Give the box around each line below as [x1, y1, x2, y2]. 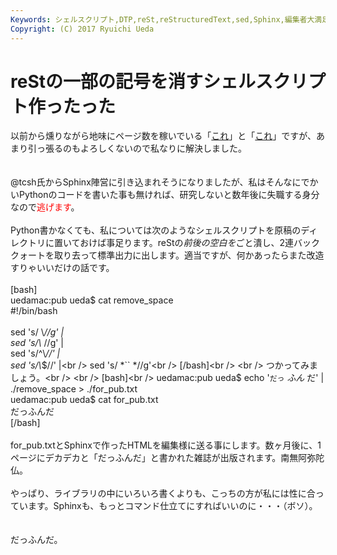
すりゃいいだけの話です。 [10, 262, 115, 274]
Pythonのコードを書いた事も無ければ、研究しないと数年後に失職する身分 [18, 189, 320, 201]
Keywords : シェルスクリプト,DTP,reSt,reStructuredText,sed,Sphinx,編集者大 [10, 14, 315, 25]
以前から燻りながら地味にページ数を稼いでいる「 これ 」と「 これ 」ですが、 [10, 130, 317, 142]
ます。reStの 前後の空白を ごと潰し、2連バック [132, 237, 321, 249]
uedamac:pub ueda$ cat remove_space [10, 294, 174, 306]
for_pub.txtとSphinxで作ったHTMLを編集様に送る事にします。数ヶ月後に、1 [10, 439, 322, 451]
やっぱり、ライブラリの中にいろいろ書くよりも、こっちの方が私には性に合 [10, 487, 316, 500]
